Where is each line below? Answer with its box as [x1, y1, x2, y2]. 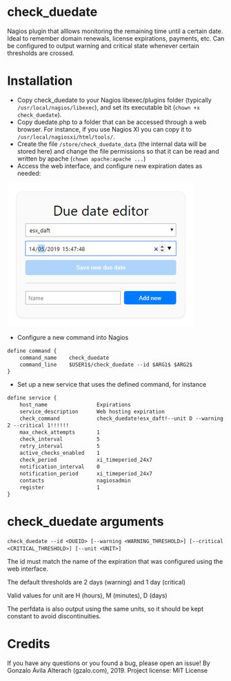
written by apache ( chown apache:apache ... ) [17, 154, 146, 163]
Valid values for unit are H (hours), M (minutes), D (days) [7, 591, 168, 600]
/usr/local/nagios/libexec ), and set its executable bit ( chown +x [17, 103, 200, 111]
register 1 [19, 484, 100, 491]
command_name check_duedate [19, 354, 110, 361]
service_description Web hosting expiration [19, 408, 165, 415]
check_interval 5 [19, 436, 100, 443]
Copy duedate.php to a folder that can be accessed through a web [17, 118, 207, 126]
